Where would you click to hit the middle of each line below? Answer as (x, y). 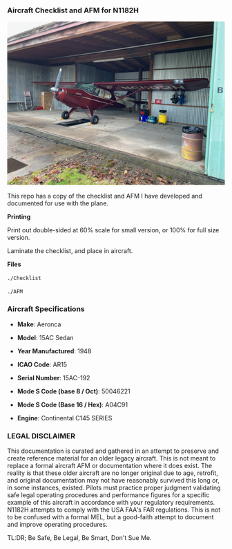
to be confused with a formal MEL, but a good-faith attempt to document (110, 517)
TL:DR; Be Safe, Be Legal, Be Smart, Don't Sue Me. (79, 537)
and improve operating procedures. (58, 524)
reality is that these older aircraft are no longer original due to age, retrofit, (113, 473)
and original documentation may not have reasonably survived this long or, (113, 480)
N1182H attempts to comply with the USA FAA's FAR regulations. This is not (114, 510)
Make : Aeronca (39, 324)
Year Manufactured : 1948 (54, 351)
